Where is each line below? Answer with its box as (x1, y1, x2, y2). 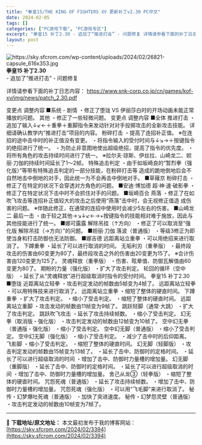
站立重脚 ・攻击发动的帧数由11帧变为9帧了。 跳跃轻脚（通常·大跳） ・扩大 (11, 303, 194, 309)
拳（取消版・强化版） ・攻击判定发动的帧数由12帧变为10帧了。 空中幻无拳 (6, 318, 189, 324)
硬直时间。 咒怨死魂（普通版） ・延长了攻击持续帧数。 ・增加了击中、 (16, 378, 190, 385)
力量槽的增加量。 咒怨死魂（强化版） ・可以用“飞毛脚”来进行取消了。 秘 (16, 385, 195, 393)
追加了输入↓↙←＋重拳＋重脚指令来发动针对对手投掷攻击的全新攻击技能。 (6, 122, 188, 128)
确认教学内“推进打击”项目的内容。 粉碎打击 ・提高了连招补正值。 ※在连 (16, 129, 193, 136)
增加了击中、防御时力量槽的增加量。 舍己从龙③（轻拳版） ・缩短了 (17, 370, 187, 377)
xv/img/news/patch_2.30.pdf (6, 94, 78, 101)
